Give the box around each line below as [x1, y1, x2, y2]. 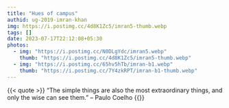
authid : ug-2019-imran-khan [7, 16, 88, 23]
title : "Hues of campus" [7, 10, 78, 17]
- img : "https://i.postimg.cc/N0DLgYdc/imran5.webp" [13, 49, 167, 55]
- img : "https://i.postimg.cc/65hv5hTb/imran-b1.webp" [13, 61, 173, 68]
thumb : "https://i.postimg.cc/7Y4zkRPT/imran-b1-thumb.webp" [19, 67, 197, 74]
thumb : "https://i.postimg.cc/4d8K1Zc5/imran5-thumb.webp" [19, 55, 192, 62]
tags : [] [7, 29, 32, 36]
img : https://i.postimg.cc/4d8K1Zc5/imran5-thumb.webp [7, 23, 167, 29]
